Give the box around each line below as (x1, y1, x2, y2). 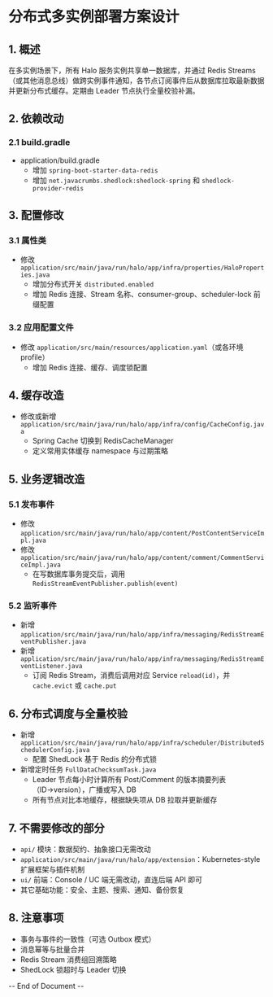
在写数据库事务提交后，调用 (32, 569, 126, 579)
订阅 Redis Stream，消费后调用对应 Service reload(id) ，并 (32, 671, 231, 680)
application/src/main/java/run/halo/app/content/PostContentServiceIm (19, 530, 265, 538)
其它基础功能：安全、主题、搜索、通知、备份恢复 (19, 885, 184, 895)
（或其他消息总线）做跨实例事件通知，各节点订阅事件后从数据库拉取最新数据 (8, 76, 265, 85)
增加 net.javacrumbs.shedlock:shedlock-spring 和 (32, 175, 201, 185)
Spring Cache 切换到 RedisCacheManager (32, 436, 174, 446)
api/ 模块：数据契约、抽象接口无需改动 (19, 844, 152, 855)
